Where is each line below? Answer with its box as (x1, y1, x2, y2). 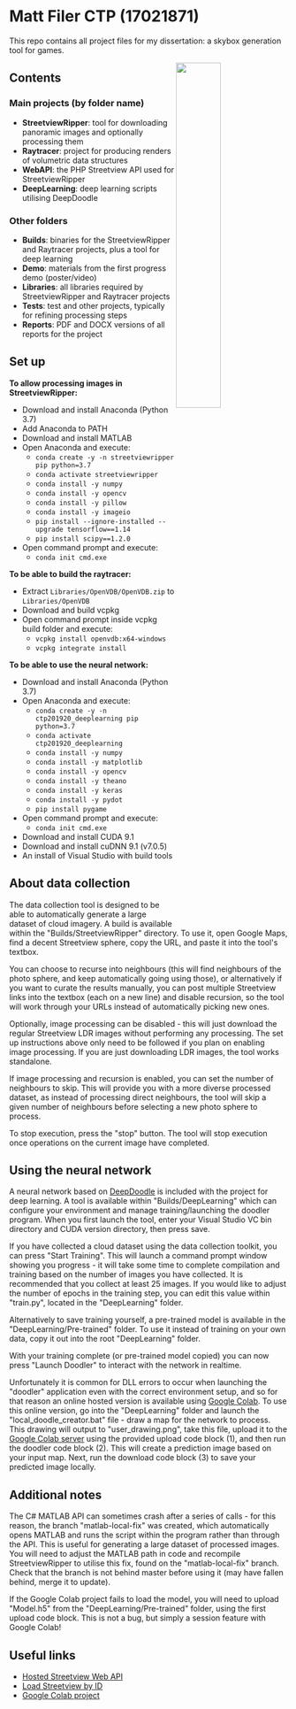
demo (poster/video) (21, 272, 97, 282)
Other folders (9, 214, 68, 227)
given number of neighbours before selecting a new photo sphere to (9, 1101, 258, 1112)
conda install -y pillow (34, 498, 127, 507)
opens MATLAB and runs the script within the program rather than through (9, 1529, 280, 1541)
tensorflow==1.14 (66, 525, 131, 534)
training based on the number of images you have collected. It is (9, 1269, 244, 1280)
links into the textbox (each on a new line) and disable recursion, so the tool (9, 991, 285, 1002)
